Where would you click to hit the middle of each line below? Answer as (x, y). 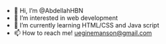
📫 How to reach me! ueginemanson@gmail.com (83, 33)
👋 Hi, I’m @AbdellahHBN (48, 11)
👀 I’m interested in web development (66, 18)
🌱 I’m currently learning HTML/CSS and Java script (86, 25)
